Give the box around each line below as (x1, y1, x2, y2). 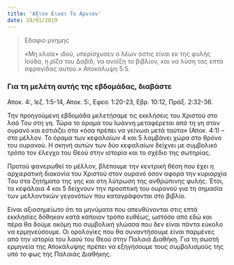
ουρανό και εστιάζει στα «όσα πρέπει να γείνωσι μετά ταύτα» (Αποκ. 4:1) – (7, 126, 225, 134)
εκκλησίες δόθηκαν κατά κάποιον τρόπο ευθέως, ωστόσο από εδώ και (7, 213, 212, 221)
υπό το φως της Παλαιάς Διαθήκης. (7, 250, 112, 258)
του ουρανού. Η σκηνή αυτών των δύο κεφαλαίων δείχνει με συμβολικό (7, 141, 218, 149)
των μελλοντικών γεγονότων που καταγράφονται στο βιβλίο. (7, 192, 187, 200)
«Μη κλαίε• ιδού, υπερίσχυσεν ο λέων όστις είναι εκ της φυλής (24, 50, 211, 58)
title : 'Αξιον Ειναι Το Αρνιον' (7, 10, 101, 17)
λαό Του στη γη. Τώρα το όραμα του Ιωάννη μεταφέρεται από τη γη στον (7, 118, 220, 127)
